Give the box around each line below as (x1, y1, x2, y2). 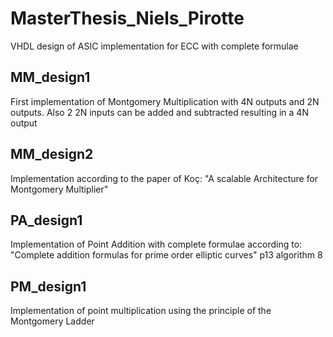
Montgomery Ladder (10, 315, 95, 327)
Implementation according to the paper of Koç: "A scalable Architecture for (10, 172, 319, 184)
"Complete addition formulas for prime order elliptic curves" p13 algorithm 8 (10, 249, 323, 261)
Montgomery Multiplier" (10, 183, 109, 195)
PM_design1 (10, 278, 87, 295)
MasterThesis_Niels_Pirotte (10, 7, 245, 30)
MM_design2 (10, 146, 94, 163)
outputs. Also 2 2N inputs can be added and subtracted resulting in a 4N (10, 106, 309, 118)
